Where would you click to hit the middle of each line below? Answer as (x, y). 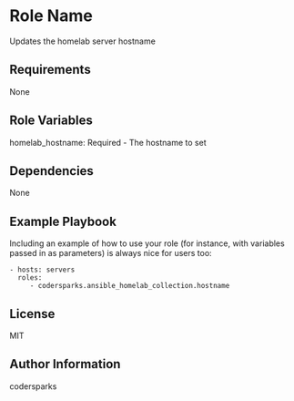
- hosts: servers (42, 270)
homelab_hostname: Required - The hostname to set (108, 142)
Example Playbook (63, 221)
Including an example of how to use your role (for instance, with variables (147, 243)
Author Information (65, 364)
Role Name (51, 16)
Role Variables (51, 121)
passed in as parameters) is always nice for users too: (111, 253)
